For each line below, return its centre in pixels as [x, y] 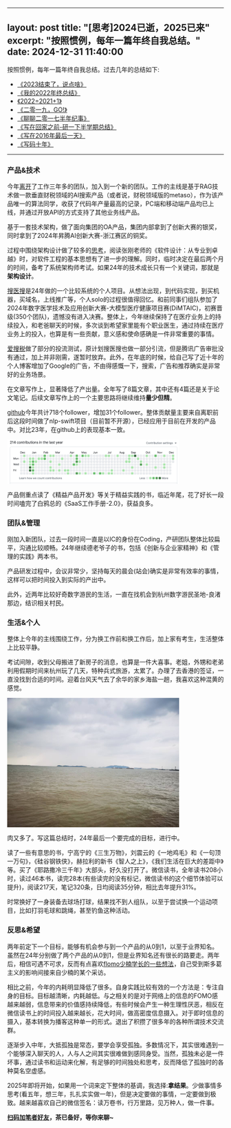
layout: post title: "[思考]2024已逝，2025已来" [109, 28]
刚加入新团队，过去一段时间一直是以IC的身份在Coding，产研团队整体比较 [111, 540]
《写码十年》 [35, 144]
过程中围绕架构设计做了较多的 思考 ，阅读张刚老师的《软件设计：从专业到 [109, 250]
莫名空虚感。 [31, 1071]
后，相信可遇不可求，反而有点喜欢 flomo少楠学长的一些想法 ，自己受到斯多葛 [114, 964]
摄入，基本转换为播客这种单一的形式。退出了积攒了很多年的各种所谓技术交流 [115, 1021]
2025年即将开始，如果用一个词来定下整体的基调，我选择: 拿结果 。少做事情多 [115, 1085]
